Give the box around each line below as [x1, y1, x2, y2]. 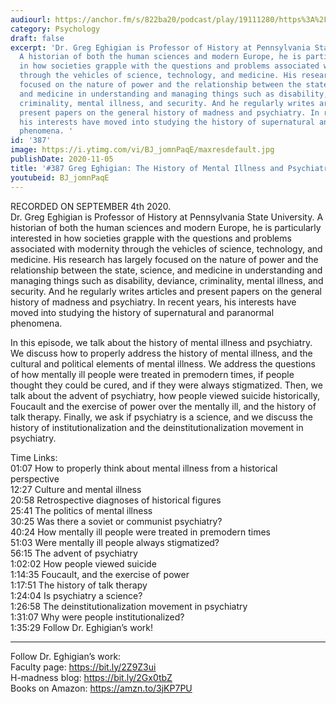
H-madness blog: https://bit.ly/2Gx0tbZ [10, 671, 173, 683]
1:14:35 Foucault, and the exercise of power [10, 568, 190, 580]
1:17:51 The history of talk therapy [10, 579, 148, 591]
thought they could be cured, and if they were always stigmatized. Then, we [10, 379, 323, 391]
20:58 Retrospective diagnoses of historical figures [10, 494, 222, 506]
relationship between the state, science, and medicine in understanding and [10, 264, 323, 276]
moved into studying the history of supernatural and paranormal [10, 306, 275, 318]
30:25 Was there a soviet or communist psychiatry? [10, 515, 223, 527]
